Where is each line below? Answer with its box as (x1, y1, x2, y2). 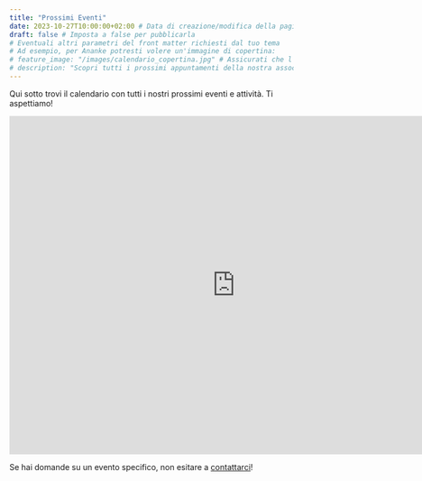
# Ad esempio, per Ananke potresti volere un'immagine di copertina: (9, 47, 277, 56)
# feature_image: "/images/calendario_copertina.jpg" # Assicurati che (9, 55, 284, 64)
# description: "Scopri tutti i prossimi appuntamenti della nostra (9, 64, 272, 73)
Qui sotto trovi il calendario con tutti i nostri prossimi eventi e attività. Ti (9, 88, 273, 99)
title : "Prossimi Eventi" (9, 13, 106, 23)
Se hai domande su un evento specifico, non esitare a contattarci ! (9, 461, 253, 472)
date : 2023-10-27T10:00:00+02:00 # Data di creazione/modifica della (9, 22, 277, 31)
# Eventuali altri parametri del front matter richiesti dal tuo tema (9, 38, 280, 48)
